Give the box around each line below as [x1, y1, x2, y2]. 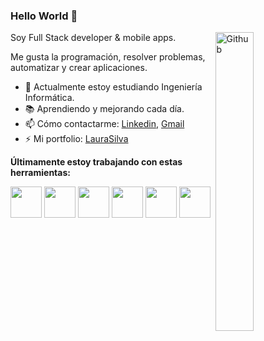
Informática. [24, 92, 75, 104]
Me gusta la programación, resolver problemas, [10, 51, 206, 63]
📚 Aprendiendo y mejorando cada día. [24, 103, 185, 115]
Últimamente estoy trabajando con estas [10, 156, 183, 168]
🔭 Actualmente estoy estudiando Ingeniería [24, 81, 203, 93]
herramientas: [10, 167, 71, 179]
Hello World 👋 [10, 9, 78, 23]
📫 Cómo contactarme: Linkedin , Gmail [24, 118, 185, 130]
